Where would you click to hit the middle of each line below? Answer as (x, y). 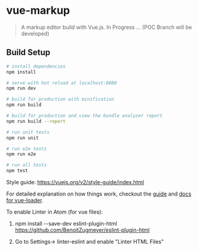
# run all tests (26, 165)
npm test (17, 171)
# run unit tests (28, 132)
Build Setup (28, 53)
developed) (35, 33)
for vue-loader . (25, 200)
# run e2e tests (26, 149)
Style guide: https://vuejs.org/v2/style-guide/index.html (75, 182)
